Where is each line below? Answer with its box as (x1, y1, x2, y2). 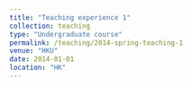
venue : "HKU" (9, 47, 59, 56)
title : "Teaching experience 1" (9, 13, 131, 22)
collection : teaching (9, 21, 91, 30)
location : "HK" (9, 64, 67, 73)
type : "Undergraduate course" (9, 30, 123, 39)
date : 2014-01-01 (9, 55, 75, 64)
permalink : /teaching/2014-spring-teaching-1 (9, 38, 183, 47)
